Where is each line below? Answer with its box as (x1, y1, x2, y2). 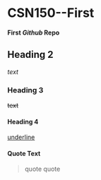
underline (7, 133, 35, 142)
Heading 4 (7, 117, 39, 126)
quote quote (24, 164, 61, 174)
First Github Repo (7, 28, 60, 37)
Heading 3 (7, 85, 44, 95)
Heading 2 (7, 49, 54, 61)
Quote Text (7, 149, 41, 157)
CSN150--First (7, 5, 95, 21)
